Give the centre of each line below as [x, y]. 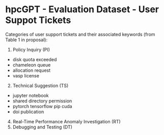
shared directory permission [42, 101]
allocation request [32, 70]
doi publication [28, 112]
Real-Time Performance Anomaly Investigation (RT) [66, 121]
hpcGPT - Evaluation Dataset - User [82, 9]
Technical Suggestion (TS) [40, 86]
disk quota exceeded [35, 59]
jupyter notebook [31, 95]
